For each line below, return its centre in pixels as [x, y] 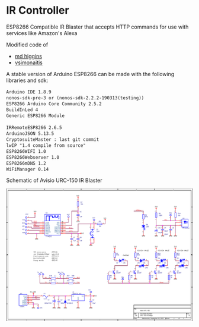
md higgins [28, 56]
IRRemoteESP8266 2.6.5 [34, 128]
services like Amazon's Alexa [42, 33]
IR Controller [38, 10]
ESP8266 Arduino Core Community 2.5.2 [54, 104]
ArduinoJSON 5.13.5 [30, 133]
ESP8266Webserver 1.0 [33, 157]
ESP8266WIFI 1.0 [26, 151]
